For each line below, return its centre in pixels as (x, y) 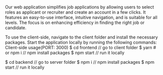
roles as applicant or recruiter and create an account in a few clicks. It (75, 12)
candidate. (16, 28)
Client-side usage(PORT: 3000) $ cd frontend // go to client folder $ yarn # (81, 47)
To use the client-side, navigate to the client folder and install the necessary (81, 37)
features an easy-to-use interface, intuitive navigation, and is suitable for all (81, 17)
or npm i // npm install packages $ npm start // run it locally (65, 53)
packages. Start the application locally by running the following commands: (81, 42)
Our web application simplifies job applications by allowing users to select (80, 7)
